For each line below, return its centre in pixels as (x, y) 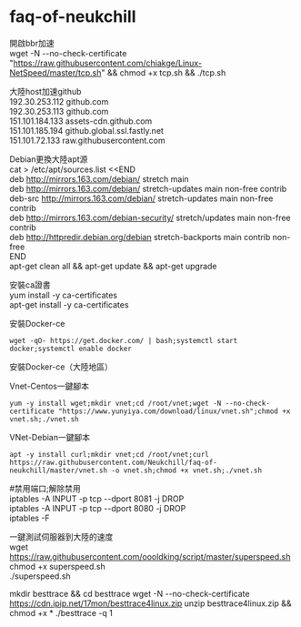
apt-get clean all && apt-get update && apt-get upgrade (113, 266)
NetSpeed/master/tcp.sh (55, 72)
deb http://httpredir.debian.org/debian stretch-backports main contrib (140, 237)
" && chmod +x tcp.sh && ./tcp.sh (164, 72)
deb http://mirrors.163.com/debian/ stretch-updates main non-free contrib (148, 188)
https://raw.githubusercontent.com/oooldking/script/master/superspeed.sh (150, 556)
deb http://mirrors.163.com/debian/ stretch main (99, 178)
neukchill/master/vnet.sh (58, 470)
